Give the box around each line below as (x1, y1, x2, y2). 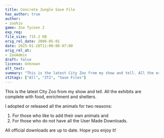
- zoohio (5, 20, 23, 26)
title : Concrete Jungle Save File (5, 7, 76, 12)
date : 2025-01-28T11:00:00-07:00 (5, 43, 73, 48)
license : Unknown (5, 61, 41, 66)
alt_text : (5, 66, 25, 71)
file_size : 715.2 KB (5, 35, 47, 39)
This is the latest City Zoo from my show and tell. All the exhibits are (5, 88, 142, 94)
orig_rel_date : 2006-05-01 (5, 39, 60, 44)
